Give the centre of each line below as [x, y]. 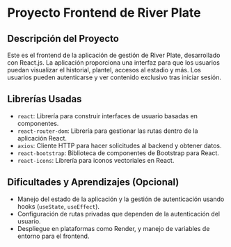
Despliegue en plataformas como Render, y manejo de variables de [113, 228]
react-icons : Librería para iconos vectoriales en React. [96, 160]
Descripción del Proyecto [63, 39]
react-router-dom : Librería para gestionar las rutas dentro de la [107, 131]
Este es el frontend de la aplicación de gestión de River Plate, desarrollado [114, 55]
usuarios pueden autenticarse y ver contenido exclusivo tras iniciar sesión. [114, 77]
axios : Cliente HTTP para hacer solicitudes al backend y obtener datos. [119, 145]
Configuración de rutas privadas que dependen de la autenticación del [119, 214]
